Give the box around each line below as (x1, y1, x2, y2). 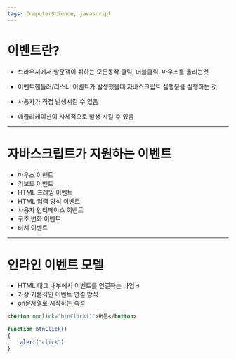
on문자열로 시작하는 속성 (17, 299, 86, 308)
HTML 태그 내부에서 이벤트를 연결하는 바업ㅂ (17, 282, 140, 290)
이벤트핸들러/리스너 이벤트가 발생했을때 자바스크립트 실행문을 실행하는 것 (17, 82, 218, 91)
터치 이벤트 (17, 223, 48, 232)
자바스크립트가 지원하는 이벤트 (7, 145, 172, 162)
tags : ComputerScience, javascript (7, 10, 112, 18)
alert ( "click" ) (20, 339, 65, 346)
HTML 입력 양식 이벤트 (17, 197, 81, 205)
